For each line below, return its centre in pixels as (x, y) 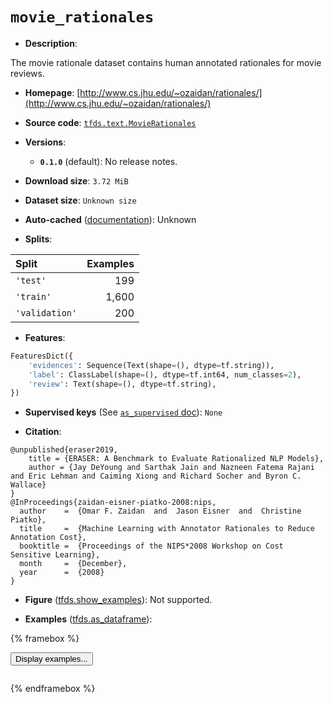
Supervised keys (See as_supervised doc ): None (123, 412)
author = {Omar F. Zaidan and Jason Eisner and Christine (160, 511)
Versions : (45, 142)
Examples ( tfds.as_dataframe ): (88, 619)
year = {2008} (62, 573)
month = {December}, (73, 564)
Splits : (38, 239)
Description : (51, 43)
